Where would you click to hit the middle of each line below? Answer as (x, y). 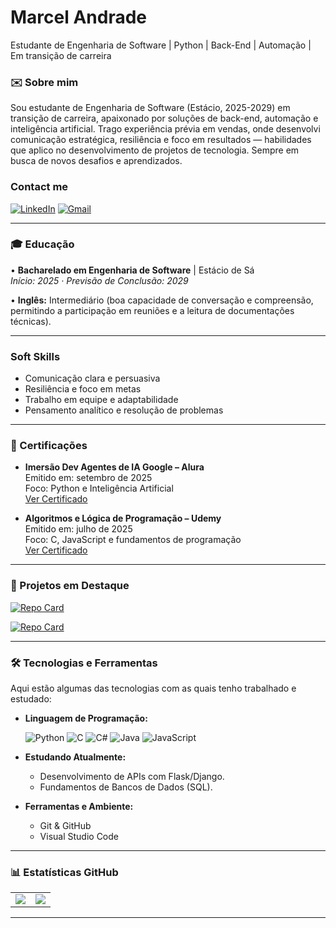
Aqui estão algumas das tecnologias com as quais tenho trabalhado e (153, 688)
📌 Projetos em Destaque (70, 586)
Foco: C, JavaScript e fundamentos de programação (133, 540)
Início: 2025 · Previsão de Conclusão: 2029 (99, 280)
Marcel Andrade (79, 17)
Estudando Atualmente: (75, 757)
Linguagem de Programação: (86, 718)
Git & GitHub (65, 826)
